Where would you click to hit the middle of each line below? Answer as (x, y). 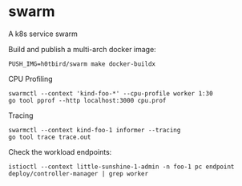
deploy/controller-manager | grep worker (79, 174)
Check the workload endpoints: (60, 152)
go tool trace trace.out (50, 137)
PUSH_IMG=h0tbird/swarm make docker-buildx (82, 64)
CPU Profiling (31, 79)
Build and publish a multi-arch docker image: (82, 49)
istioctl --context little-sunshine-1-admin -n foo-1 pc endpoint (121, 167)
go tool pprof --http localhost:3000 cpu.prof (87, 100)
